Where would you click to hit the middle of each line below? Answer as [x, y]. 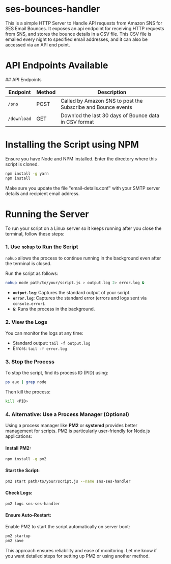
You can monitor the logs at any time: [44, 333]
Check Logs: [19, 493]
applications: [19, 436]
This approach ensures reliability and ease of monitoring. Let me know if [81, 550]
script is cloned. [22, 164]
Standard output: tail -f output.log [51, 343]
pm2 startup [18, 536]
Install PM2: [18, 448]
